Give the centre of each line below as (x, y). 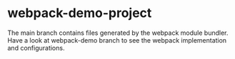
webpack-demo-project (80, 13)
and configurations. (36, 48)
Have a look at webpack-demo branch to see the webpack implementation (117, 40)
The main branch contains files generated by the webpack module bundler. (118, 33)
